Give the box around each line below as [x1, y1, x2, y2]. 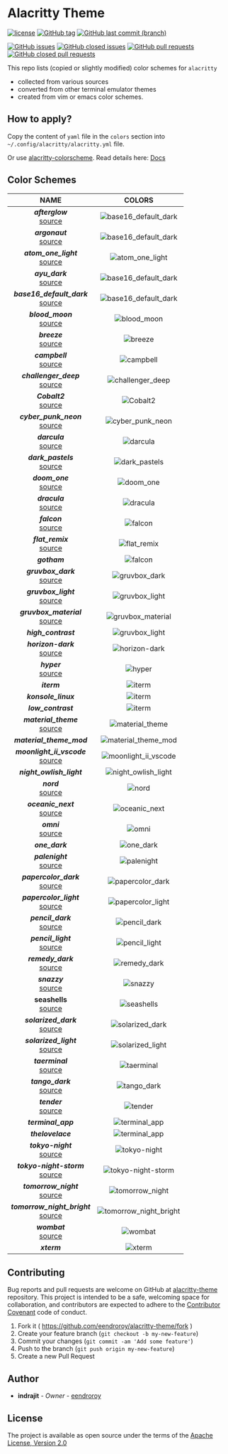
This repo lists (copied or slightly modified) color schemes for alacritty [7, 63, 217, 72]
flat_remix [33, 534, 69, 544]
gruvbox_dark [26, 566, 76, 576]
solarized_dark [24, 1015, 77, 1025]
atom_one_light [23, 247, 78, 257]
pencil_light [30, 933, 72, 943]
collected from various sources [17, 77, 109, 86]
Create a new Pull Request [17, 1352, 96, 1361]
